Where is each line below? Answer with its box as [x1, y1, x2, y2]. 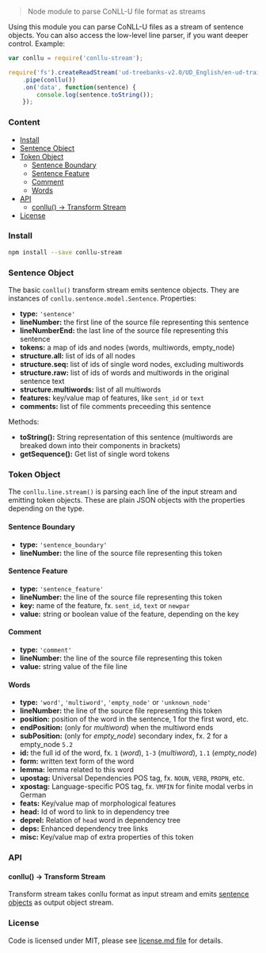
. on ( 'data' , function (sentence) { [22, 83, 136, 91]
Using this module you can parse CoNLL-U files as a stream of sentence [8, 22, 244, 31]
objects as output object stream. [8, 898, 114, 907]
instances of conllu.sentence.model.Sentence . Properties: [8, 293, 196, 304]
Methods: [8, 417, 40, 427]
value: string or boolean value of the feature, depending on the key [19, 609, 239, 618]
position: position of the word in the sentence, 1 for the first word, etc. [19, 714, 249, 724]
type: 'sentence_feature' [19, 584, 104, 593]
